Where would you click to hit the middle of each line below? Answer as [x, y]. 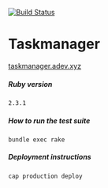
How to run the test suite [49, 120]
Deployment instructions [50, 157]
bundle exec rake [37, 139]
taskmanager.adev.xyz [45, 66]
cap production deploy [45, 176]
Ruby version [30, 84]
